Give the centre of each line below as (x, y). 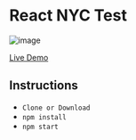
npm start (40, 127)
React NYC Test (68, 16)
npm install (44, 117)
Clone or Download (56, 108)
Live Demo (29, 57)
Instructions (44, 86)
